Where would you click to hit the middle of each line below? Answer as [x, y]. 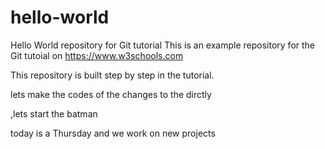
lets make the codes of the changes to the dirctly [111, 94]
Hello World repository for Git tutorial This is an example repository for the [163, 45]
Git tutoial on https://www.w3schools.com [97, 55]
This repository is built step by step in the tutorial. [112, 75]
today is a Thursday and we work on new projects [113, 133]
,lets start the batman [54, 113]
